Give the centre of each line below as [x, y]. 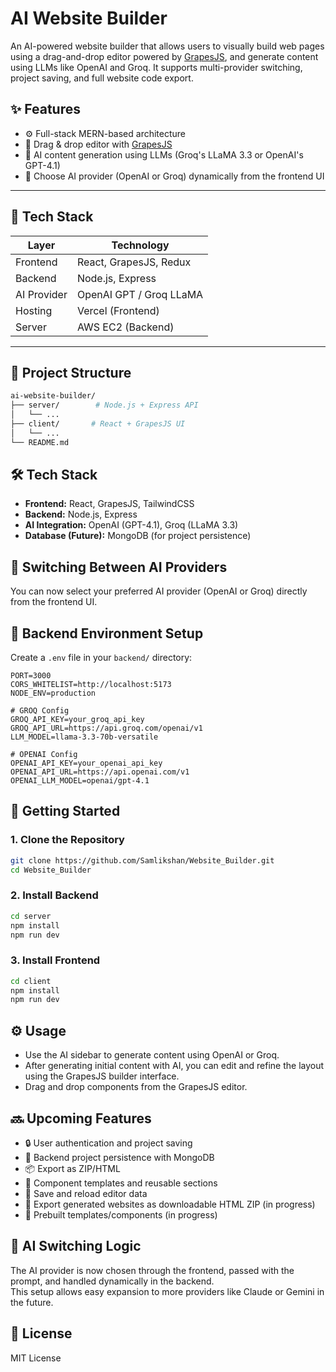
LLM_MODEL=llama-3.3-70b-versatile [84, 737]
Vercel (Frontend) [118, 310]
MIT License [36, 1358]
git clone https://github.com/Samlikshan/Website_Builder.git [142, 860]
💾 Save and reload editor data [86, 1193]
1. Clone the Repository [67, 840]
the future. [32, 1302]
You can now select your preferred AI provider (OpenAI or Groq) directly [159, 591]
